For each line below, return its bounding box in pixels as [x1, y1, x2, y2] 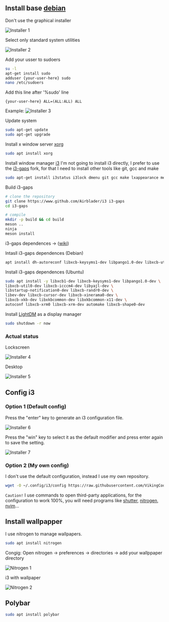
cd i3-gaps [5, 203, 28, 209]
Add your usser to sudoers [5, 56, 60, 62]
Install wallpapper [5, 517, 63, 526]
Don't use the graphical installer [5, 17, 71, 23]
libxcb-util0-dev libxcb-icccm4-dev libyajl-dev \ [5, 283, 114, 289]
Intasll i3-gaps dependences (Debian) [5, 250, 84, 256]
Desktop [5, 364, 23, 370]
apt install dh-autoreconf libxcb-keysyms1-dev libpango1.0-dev [5, 259, 143, 265]
